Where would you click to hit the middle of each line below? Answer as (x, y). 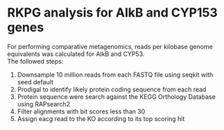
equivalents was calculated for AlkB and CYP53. (76, 54)
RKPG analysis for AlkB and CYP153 (113, 13)
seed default (35, 82)
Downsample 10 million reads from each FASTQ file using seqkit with (115, 75)
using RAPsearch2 (44, 104)
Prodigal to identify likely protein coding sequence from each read (112, 89)
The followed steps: (35, 61)
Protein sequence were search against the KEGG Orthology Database (117, 96)
